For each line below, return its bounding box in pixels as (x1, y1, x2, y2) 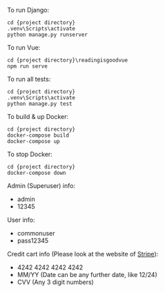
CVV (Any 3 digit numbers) (17, 278, 95, 286)
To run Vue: (7, 44, 41, 51)
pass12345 (17, 236, 49, 245)
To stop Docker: (7, 150, 53, 158)
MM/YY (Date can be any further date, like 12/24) (17, 271, 157, 278)
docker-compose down (7, 169, 67, 176)
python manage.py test (7, 100, 72, 107)
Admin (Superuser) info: (7, 182, 76, 189)
